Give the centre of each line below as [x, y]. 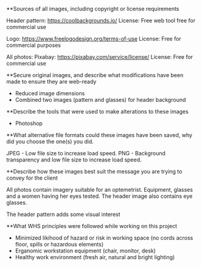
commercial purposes [33, 45]
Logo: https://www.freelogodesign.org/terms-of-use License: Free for [94, 39]
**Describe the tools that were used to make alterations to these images [97, 111]
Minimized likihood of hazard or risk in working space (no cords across [104, 238]
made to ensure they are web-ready [51, 82]
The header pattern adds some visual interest [63, 214]
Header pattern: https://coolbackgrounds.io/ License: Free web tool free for [101, 20]
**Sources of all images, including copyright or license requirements [93, 9]
